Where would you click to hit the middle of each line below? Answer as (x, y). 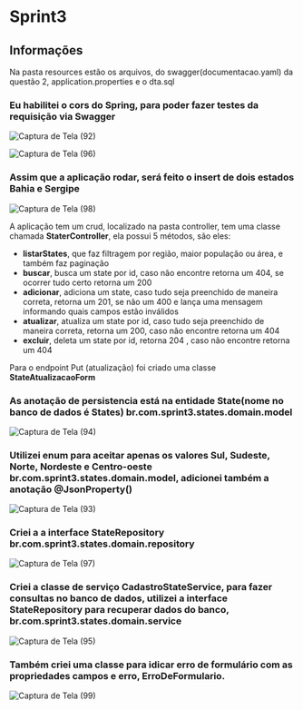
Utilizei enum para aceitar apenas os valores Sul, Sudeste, (140, 455)
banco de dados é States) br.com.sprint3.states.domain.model (151, 412)
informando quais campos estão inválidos (101, 311)
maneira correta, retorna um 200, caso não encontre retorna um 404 (151, 330)
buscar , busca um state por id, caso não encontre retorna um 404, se (153, 272)
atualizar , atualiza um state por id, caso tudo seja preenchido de (143, 320)
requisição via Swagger (63, 116)
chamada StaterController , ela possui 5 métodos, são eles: (120, 236)
